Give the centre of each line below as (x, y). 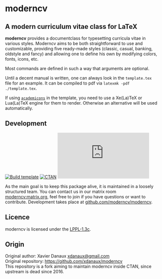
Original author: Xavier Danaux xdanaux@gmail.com (57, 256)
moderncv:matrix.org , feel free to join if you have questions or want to (75, 196)
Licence (18, 217)
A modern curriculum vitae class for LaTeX (71, 27)
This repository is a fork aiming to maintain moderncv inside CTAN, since (78, 266)
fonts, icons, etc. (22, 59)
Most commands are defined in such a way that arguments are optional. (77, 68)
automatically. (19, 108)
